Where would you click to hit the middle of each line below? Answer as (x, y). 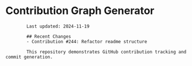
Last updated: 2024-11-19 (58, 26)
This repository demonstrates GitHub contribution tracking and (107, 52)
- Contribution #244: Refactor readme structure (87, 41)
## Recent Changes (49, 36)
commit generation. (29, 57)
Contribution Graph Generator (80, 11)
